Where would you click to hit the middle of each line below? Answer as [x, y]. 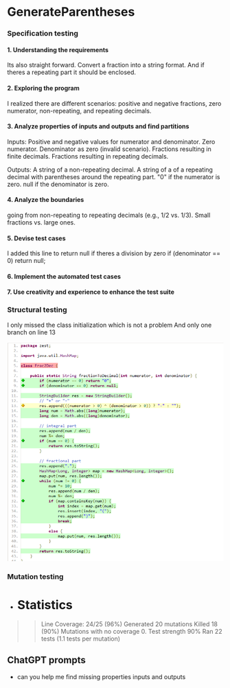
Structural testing [37, 310]
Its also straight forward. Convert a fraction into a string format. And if [106, 65]
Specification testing [43, 34]
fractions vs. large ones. [41, 222]
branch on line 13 [32, 332]
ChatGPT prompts [46, 660]
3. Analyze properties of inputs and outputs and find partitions [98, 126]
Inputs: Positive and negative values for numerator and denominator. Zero [111, 141]
